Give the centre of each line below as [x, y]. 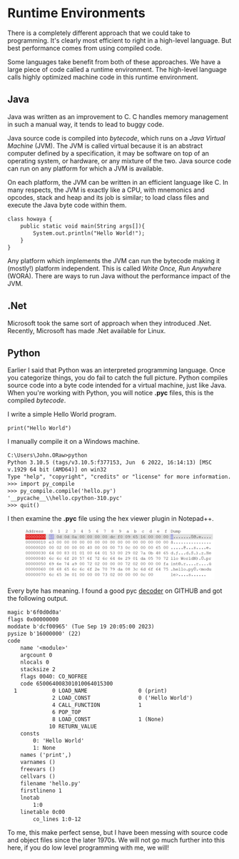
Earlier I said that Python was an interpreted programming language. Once [117, 370]
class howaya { [30, 219]
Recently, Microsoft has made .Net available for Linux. [87, 330]
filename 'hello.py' [51, 784]
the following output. [38, 599]
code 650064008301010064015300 [67, 684]
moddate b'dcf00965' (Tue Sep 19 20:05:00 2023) [81, 627]
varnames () [38, 762]
